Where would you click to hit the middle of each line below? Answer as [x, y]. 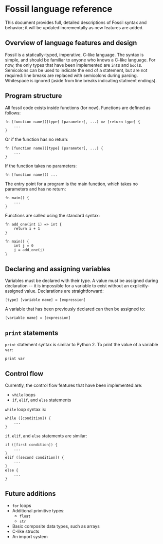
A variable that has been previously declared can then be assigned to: [75, 309]
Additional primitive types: [38, 510]
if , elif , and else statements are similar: [46, 436]
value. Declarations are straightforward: [64, 291]
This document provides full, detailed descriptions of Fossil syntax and [76, 22]
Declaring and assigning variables [58, 269]
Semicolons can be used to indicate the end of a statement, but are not [76, 70]
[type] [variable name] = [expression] [45, 300]
